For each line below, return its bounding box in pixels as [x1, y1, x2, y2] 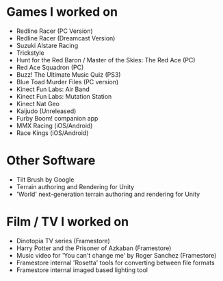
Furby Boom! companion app [16, 114, 99, 122]
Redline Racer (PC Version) [16, 27, 93, 35]
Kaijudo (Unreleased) [16, 107, 77, 115]
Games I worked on [6, 4, 118, 20]
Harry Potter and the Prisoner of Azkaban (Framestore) [16, 244, 172, 252]
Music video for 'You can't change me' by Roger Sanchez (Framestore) [16, 251, 217, 259]
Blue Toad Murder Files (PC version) [16, 77, 119, 86]
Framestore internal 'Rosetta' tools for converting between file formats [16, 258, 215, 267]
